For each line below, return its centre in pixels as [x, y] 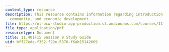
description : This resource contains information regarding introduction [84, 14]
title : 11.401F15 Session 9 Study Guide [48, 38]
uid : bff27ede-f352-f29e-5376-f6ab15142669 [52, 42]
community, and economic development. [51, 19]
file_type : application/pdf [35, 28]
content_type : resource [30, 10]
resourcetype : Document [30, 33]
